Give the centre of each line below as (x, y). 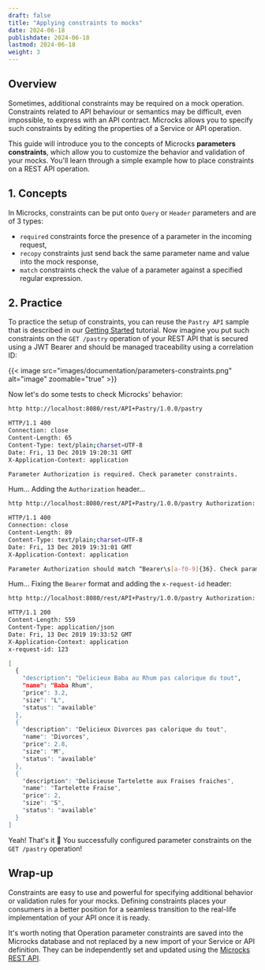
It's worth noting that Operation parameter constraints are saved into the (126, 933)
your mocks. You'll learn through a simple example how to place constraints (131, 160)
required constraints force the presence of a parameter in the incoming (136, 236)
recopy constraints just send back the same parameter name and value (134, 253)
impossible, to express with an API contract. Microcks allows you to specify (131, 120)
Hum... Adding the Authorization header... (77, 489)
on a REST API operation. (49, 169)
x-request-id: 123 (38, 649)
